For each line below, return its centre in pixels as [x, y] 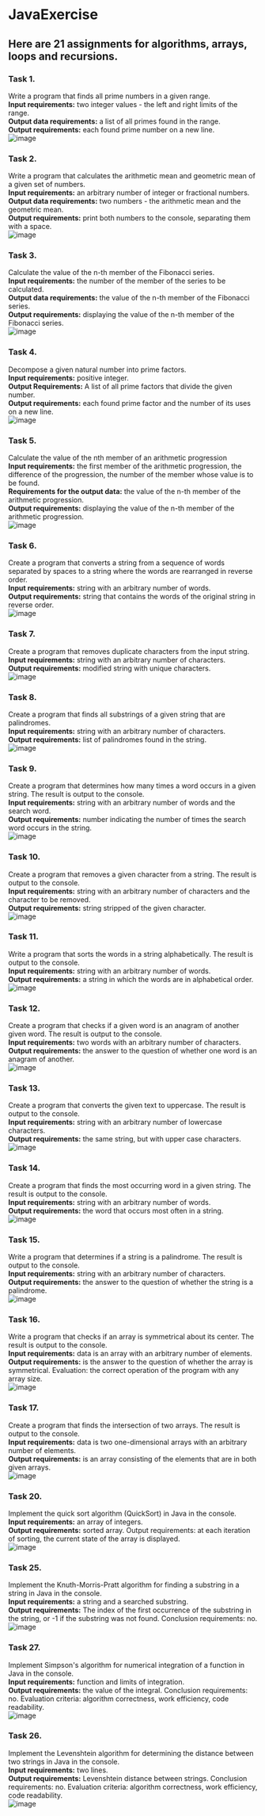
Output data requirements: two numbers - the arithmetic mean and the [125, 201]
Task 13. [25, 1088]
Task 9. [23, 768]
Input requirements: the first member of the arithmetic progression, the [125, 466]
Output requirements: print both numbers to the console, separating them [129, 218]
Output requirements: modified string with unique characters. [110, 668]
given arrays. [30, 1467]
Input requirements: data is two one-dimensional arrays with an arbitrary [128, 1442]
